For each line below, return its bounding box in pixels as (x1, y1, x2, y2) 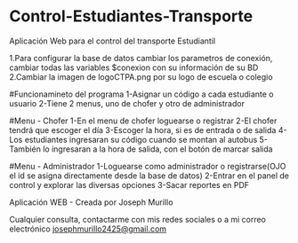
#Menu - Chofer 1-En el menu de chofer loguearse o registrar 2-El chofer (9, 115, 278, 126)
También (9, 144, 42, 154)
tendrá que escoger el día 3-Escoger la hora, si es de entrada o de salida (9, 124, 277, 135)
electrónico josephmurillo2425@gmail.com (9, 223, 167, 234)
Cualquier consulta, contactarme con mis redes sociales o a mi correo (9, 214, 267, 224)
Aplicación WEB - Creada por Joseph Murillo (9, 197, 173, 208)
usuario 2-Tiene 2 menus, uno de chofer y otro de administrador (9, 98, 245, 108)
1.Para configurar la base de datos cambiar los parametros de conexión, (9, 52, 273, 63)
